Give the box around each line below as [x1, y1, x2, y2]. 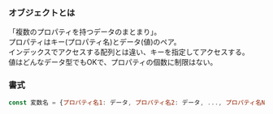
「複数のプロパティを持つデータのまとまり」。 [8, 27, 162, 37]
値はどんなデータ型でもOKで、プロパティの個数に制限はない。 [8, 57, 218, 67]
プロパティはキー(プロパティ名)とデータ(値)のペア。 [8, 37, 181, 47]
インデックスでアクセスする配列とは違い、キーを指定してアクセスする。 [8, 47, 249, 57]
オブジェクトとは [8, 6, 76, 18]
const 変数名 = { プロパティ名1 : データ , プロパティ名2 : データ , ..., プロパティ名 [8, 99, 262, 107]
